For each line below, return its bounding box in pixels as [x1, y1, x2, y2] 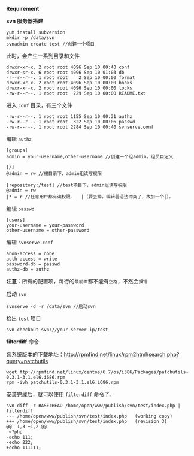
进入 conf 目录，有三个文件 [6, 102, 73, 108]
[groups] [6, 147, 28, 153]
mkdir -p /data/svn [6, 35, 55, 41]
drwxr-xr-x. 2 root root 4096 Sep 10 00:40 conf [6, 64, 130, 70]
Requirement [6, 5, 40, 12]
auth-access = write [6, 256, 58, 262]
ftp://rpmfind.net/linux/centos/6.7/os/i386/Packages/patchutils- [19, 369, 189, 375]
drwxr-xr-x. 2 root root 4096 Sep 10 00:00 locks [6, 85, 133, 91]
